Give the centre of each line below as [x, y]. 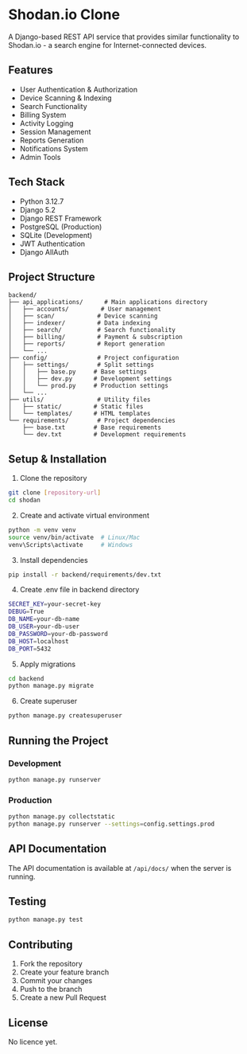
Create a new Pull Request [63, 997]
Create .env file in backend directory [79, 590]
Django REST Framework [60, 218]
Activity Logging [46, 123]
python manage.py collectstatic [62, 817]
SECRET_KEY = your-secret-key [55, 604]
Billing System [43, 115]
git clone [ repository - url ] [55, 493]
